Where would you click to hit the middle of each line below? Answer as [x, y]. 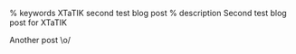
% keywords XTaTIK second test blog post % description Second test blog [148, 13]
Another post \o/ [40, 40]
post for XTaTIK [38, 22]
